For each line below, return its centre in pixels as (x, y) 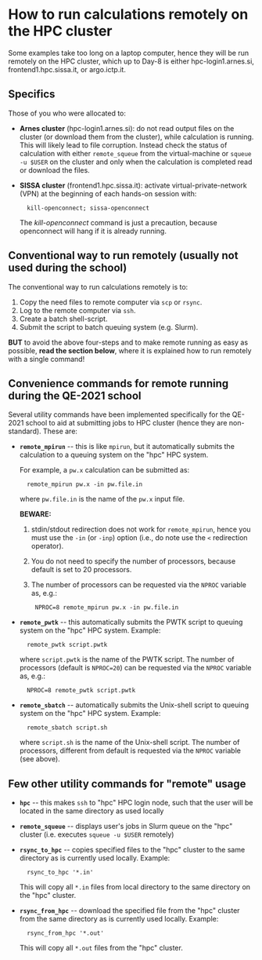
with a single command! (47, 359)
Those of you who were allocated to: (67, 113)
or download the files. (54, 170)
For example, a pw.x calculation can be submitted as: (104, 470)
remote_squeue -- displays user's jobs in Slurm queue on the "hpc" (126, 827)
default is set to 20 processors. (81, 570)
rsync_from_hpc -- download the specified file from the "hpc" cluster (129, 911)
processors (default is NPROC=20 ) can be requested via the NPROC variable (135, 668)
